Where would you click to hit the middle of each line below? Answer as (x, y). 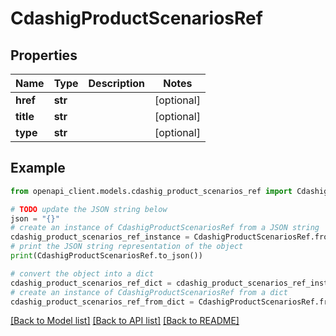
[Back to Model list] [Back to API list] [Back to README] (125, 321)
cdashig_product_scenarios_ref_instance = (100, 237)
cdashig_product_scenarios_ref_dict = (91, 283)
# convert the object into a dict (82, 273)
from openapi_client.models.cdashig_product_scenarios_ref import (151, 191)
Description (116, 83)
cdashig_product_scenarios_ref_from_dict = (102, 302)
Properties (44, 55)
